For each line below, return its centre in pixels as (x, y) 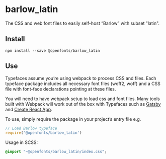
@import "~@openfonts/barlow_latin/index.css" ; (56, 152)
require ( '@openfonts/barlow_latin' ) (44, 133)
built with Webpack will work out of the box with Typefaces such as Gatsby (83, 104)
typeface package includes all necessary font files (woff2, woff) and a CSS (83, 84)
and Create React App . (29, 109)
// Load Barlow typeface (31, 128)
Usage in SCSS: (22, 142)
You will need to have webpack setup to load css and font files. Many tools (82, 99)
